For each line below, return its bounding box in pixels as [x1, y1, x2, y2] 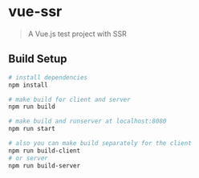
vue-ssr [8, 2, 63, 21]
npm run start [8, 125, 56, 133]
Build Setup [8, 52, 67, 66]
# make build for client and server [8, 95, 131, 103]
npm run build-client [8, 147, 81, 155]
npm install [8, 81, 48, 89]
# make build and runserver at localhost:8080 [8, 117, 167, 126]
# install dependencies [8, 73, 88, 82]
